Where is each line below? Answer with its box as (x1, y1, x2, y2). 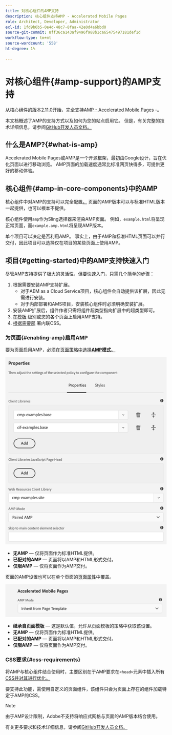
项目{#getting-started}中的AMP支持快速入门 (5, 256, 149, 265)
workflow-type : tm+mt (5, 35, 52, 40)
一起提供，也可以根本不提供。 (5, 205, 68, 211)
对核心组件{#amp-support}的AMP (5, 76, 152, 87)
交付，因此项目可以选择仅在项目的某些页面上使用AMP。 (5, 240, 123, 246)
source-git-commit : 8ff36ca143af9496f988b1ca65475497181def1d (5, 30, 141, 35)
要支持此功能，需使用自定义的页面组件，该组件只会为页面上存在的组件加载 (5, 686, 162, 692)
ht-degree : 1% (5, 46, 36, 51)
